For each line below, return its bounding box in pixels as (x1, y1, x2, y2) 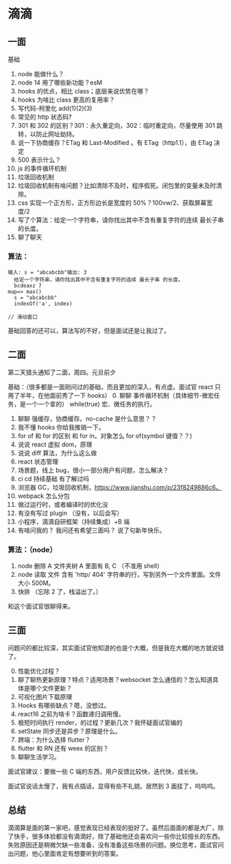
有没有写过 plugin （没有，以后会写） (17, 509, 123, 517)
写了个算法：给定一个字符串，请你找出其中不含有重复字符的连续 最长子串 (17, 216, 224, 224)
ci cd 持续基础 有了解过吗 (17, 475, 90, 483)
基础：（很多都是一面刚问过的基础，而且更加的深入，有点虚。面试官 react (8, 383, 213, 391)
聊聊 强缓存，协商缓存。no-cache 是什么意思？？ (17, 415, 157, 423)
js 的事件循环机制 (17, 164, 67, 172)
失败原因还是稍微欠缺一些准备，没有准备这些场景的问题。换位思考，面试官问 (8, 841, 224, 849)
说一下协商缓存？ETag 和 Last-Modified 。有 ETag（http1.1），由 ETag (17, 139, 213, 146)
